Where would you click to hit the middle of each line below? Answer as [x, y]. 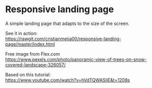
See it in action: [22, 33]
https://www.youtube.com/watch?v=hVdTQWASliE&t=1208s [68, 80]
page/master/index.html [30, 44]
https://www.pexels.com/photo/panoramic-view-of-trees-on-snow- [76, 59]
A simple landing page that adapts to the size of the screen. [67, 23]
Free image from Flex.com [33, 54]
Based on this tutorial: [28, 74]
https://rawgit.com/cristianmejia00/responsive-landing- [63, 39]
